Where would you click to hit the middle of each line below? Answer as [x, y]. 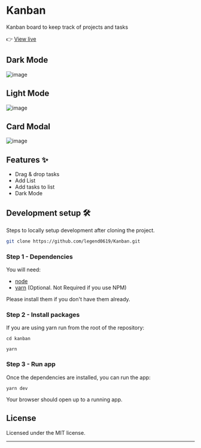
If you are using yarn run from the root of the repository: [75, 328]
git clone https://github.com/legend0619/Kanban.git [73, 241]
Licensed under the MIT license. [46, 432]
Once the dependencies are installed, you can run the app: [78, 377]
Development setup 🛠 [48, 213]
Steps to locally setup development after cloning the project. [81, 230]
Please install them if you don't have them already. [68, 299]
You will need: [23, 270]
